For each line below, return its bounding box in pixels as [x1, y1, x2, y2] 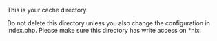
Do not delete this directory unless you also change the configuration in [7, 19, 210, 27]
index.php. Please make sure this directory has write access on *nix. [7, 27, 202, 34]
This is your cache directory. [7, 6, 88, 14]
